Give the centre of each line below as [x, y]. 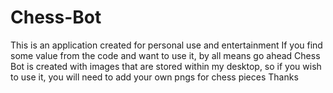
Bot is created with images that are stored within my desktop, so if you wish [166, 66]
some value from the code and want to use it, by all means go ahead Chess [165, 55]
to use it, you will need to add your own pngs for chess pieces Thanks [154, 77]
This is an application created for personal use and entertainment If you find [166, 45]
